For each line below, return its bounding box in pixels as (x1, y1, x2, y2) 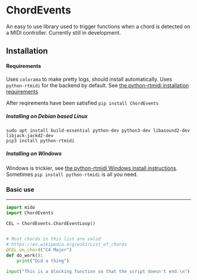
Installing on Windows (6, 150, 62, 157)
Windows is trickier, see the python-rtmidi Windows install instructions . (6, 165, 178, 172)
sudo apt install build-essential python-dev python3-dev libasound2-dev (6, 127, 191, 134)
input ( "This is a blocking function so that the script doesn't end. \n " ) (6, 268, 191, 274)
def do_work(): (6, 252, 43, 258)
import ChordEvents (6, 210, 54, 216)
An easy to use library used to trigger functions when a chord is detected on (6, 23, 191, 30)
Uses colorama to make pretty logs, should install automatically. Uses (6, 76, 172, 83)
